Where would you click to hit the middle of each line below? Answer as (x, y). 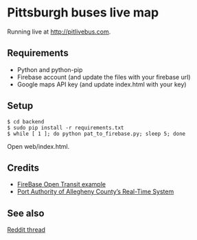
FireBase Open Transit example (61, 184)
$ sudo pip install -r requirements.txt (66, 128)
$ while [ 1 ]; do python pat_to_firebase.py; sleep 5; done (96, 134)
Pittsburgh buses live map (83, 13)
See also (26, 213)
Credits (23, 168)
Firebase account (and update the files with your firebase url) (104, 77)
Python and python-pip (50, 69)
